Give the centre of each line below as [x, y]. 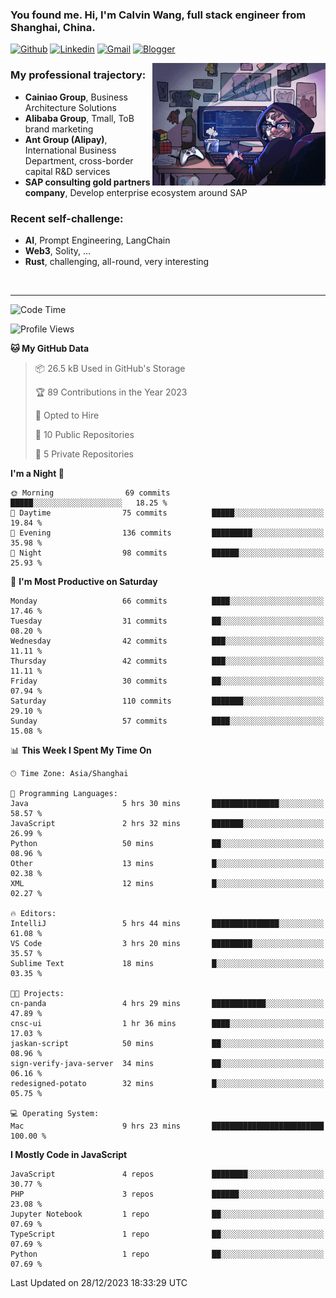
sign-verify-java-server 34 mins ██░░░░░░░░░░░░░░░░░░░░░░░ [167, 1063]
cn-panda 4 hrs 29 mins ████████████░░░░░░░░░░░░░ [167, 1003]
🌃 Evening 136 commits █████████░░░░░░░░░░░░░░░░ [167, 533]
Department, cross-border [79, 160]
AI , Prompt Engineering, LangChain [97, 240]
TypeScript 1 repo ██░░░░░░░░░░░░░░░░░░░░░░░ [167, 1234]
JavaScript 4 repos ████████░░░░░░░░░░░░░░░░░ [167, 1174]
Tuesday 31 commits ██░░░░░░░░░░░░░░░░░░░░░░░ [167, 621]
